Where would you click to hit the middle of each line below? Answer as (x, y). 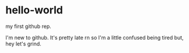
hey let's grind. (23, 44)
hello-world (34, 10)
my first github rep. (29, 26)
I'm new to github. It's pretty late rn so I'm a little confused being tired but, (95, 37)
